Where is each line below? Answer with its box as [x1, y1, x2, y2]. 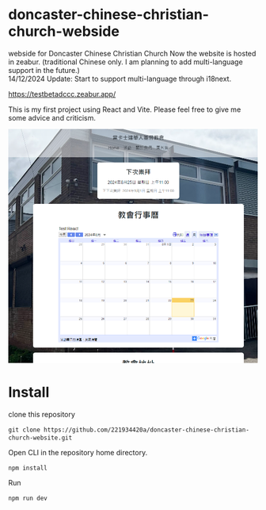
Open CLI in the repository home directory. [8, 448, 148, 458]
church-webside [8, 22, 120, 40]
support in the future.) [8, 65, 81, 75]
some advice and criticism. [8, 113, 97, 122]
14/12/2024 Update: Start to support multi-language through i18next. [8, 74, 232, 83]
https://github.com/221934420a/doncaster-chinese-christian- [43, 426, 249, 434]
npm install [8, 464, 47, 473]
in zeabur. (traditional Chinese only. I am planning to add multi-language [8, 57, 243, 67]
